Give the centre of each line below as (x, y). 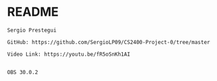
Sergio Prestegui (32, 30)
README (33, 12)
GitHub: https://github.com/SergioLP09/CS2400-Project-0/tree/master (109, 42)
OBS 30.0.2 (23, 72)
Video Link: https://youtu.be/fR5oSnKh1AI (69, 54)
